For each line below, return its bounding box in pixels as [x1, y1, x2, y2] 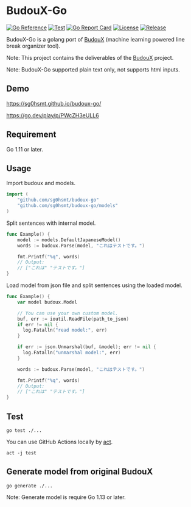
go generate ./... [6, 483, 53, 489]
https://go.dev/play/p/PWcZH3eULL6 [6, 111, 99, 119]
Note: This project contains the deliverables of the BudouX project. [6, 54, 174, 61]
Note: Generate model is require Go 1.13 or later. [6, 493, 126, 501]
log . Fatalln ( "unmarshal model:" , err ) [22, 349, 121, 356]
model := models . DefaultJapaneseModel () [17, 236, 121, 243]
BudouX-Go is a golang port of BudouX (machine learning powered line [6, 35, 185, 43]
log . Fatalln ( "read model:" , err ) [22, 327, 108, 334]
